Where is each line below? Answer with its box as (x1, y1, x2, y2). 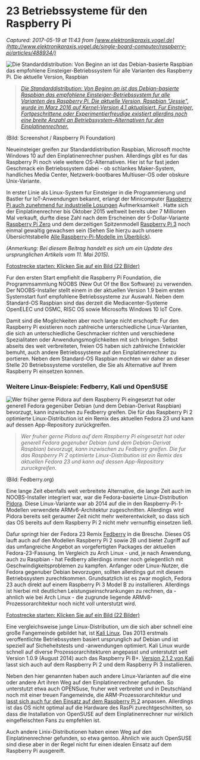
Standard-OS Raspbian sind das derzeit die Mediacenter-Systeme (6, 299, 168, 306)
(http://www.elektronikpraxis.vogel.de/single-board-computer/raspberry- (6, 43, 186, 50)
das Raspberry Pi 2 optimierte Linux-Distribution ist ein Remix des (20, 452, 183, 459)
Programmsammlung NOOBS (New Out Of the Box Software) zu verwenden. (6, 280, 193, 287)
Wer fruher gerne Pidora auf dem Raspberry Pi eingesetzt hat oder (20, 433, 186, 440)
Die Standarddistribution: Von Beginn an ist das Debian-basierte (20, 84, 180, 92)
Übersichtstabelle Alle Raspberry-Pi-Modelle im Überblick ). (6, 233, 152, 240)
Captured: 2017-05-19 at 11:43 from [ (6, 36, 97, 43)
